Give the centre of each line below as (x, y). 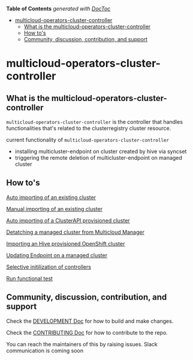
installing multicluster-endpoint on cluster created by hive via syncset (101, 151)
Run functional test (29, 278)
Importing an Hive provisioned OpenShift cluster (66, 243)
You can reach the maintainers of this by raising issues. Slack (82, 344)
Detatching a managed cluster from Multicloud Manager (76, 232)
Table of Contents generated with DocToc (58, 9)
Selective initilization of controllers (49, 267)
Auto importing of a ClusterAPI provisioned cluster (68, 220)
